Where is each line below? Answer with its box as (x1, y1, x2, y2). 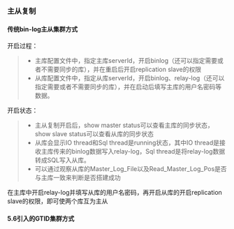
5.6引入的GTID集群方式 (7, 214, 75, 223)
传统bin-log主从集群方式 (7, 24, 78, 33)
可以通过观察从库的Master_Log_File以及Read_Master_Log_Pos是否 (34, 165, 227, 173)
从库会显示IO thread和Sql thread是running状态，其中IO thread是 (34, 138, 220, 147)
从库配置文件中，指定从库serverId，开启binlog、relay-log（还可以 (34, 74, 225, 82)
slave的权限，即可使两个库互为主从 (7, 197, 108, 205)
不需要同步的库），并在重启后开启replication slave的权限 (41, 65, 201, 74)
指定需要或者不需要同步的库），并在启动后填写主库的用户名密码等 (34, 82, 222, 91)
